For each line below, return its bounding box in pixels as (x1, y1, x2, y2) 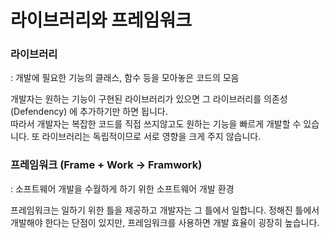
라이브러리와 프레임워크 (10, 9, 192, 32)
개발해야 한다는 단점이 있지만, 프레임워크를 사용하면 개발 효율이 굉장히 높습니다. (10, 216, 320, 228)
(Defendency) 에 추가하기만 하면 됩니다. (10, 106, 168, 118)
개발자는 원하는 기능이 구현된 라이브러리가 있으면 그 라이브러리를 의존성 (10, 93, 288, 105)
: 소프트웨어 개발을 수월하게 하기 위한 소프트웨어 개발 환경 (10, 182, 235, 195)
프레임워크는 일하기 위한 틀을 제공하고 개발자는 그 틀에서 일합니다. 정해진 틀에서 (10, 204, 320, 216)
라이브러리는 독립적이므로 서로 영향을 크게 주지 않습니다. (41, 131, 262, 143)
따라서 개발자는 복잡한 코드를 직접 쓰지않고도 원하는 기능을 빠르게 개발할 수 (10, 118, 302, 130)
